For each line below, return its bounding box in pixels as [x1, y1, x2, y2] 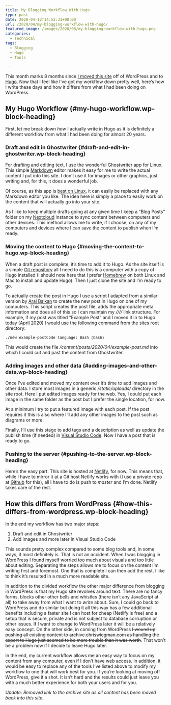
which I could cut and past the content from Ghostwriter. [5, 349, 124, 355]
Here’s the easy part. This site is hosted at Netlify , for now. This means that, [5, 468, 164, 475]
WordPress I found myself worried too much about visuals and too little [5, 557, 154, 563]
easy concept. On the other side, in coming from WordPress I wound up [5, 626, 156, 633]
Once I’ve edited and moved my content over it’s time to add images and [5, 380, 157, 386]
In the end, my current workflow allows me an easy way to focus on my [5, 652, 155, 659]
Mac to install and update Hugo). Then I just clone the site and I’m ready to [5, 277, 162, 283]
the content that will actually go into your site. [5, 199, 101, 205]
